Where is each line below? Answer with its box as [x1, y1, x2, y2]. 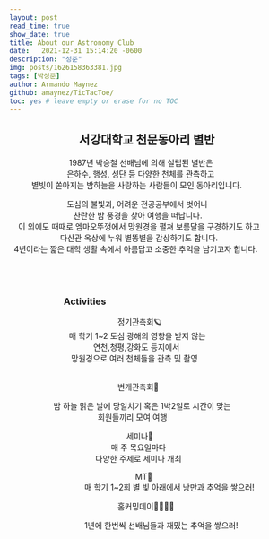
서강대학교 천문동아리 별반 [79, 132, 215, 147]
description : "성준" [9, 55, 82, 64]
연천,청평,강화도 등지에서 [92, 342, 180, 352]
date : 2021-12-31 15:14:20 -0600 [9, 47, 143, 56]
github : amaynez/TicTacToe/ [9, 88, 115, 97]
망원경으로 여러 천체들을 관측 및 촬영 [71, 353, 199, 364]
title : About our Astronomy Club [9, 38, 134, 48]
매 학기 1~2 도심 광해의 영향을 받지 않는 [68, 331, 206, 342]
